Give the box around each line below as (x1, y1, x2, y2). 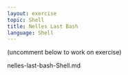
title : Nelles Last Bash (7, 23, 78, 30)
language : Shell (7, 29, 54, 36)
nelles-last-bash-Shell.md (7, 61, 81, 69)
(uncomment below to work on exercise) (7, 48, 122, 56)
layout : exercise (7, 10, 57, 17)
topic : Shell (7, 17, 45, 23)
